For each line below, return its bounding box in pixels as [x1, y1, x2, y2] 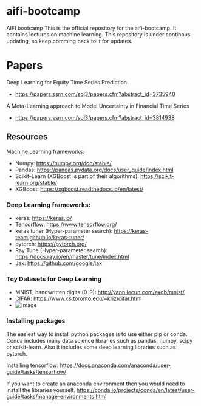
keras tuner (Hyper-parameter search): [15, 227, 113, 235]
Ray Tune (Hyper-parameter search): [15, 246, 108, 253]
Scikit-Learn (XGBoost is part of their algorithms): [15, 172, 140, 180]
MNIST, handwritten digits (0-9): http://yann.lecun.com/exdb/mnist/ [15, 289, 185, 296]
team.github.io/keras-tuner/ [15, 233, 84, 241]
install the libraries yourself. [6, 386, 75, 393]
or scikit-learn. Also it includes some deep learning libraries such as [6, 343, 176, 351]
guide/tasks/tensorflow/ [6, 368, 67, 375]
